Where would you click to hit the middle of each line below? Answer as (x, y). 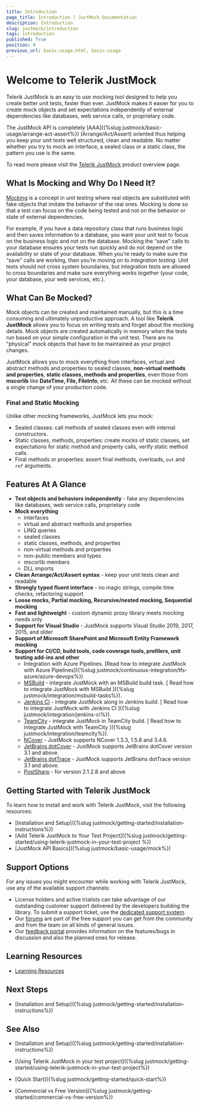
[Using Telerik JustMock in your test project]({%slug (79, 1061)
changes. (18, 350)
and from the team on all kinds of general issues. (75, 925)
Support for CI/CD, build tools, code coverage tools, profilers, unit (98, 651)
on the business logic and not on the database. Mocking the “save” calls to (98, 241)
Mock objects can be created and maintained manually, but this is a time (95, 312)
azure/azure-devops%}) (53, 677)
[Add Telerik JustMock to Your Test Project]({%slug (78, 836)
